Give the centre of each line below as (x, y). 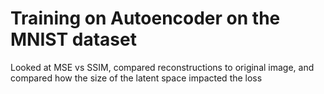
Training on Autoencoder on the (145, 18)
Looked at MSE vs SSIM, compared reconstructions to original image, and (162, 67)
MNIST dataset (73, 39)
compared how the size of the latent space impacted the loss (136, 78)
